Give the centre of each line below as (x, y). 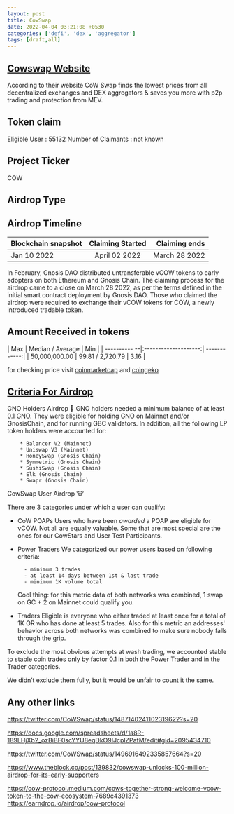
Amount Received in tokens (68, 332)
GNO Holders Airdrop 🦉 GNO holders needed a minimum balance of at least (116, 409)
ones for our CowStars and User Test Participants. (90, 536)
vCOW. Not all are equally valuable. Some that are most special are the (119, 528)
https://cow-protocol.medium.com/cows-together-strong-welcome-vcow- (115, 789)
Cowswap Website (49, 68)
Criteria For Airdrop (50, 392)
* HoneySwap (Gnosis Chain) (60, 456)
